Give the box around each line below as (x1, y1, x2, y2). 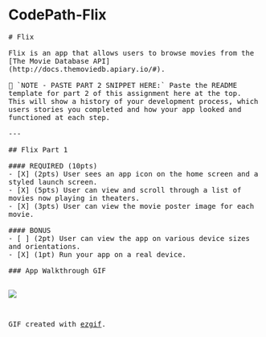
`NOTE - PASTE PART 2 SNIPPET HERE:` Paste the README (16, 81, 238, 89)
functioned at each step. (8, 113, 111, 122)
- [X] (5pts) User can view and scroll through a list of (8, 185, 242, 194)
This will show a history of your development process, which (8, 97, 259, 106)
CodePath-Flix (8, 6, 107, 24)
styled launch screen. (8, 177, 98, 186)
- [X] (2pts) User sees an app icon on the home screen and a (8, 169, 259, 178)
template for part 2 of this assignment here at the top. (8, 89, 242, 98)
